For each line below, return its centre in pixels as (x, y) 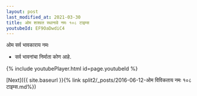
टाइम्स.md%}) (21, 87)
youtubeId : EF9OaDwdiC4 (36, 28)
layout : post (22, 12)
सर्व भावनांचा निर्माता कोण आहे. (43, 57)
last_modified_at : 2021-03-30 (44, 17)
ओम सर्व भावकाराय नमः (28, 45)
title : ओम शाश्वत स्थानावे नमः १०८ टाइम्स (48, 23)
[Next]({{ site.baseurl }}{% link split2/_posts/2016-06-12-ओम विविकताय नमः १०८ (99, 80)
